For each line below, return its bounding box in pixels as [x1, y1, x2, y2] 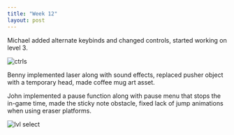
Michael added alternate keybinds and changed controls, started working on [7, 36, 227, 44]
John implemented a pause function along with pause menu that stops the [7, 92, 221, 100]
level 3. [7, 43, 28, 52]
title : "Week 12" [7, 10, 58, 17]
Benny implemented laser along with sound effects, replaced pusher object [7, 71, 224, 79]
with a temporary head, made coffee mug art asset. [7, 78, 155, 86]
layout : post [7, 17, 45, 24]
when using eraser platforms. [7, 106, 92, 115]
